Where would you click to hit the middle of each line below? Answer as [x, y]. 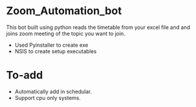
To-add [25, 75]
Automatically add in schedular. [53, 91]
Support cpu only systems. [48, 98]
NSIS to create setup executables [56, 51]
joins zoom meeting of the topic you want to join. [66, 33]
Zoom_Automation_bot [64, 11]
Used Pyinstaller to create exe [51, 45]
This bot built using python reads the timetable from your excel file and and [98, 27]
